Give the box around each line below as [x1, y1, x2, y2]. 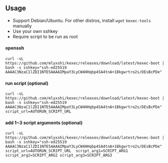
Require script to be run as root [12, 33, 78, 39]
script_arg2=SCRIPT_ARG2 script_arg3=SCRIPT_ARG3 [5, 153, 113, 158]
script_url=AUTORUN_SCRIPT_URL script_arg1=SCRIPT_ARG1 [5, 148, 128, 153]
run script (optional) [5, 80, 49, 86]
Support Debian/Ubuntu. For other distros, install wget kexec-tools [12, 17, 151, 23]
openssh [5, 45, 24, 51]
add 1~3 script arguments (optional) [5, 120, 83, 126]
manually [12, 23, 32, 29]
